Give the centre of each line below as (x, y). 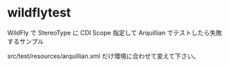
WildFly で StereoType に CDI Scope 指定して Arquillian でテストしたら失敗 (115, 32)
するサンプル (25, 41)
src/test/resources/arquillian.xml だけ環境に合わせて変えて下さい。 (103, 56)
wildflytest (39, 13)
